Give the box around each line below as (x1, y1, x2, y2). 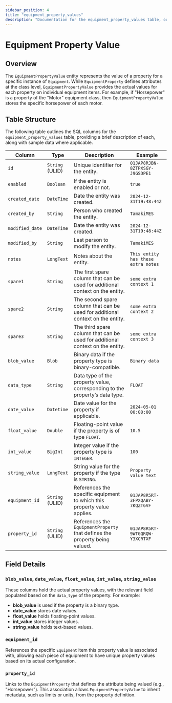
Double (47, 428, 63, 434)
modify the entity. (73, 243, 116, 250)
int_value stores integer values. (12, 618, 79, 625)
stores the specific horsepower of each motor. (5, 100, 103, 106)
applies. (73, 510, 93, 517)
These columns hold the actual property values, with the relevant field (5, 587, 153, 593)
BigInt (47, 449, 63, 455)
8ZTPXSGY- (130, 165, 154, 172)
